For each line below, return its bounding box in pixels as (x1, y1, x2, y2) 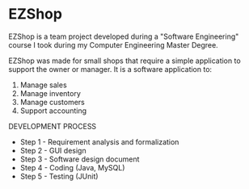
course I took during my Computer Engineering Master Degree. (8, 40, 218, 49)
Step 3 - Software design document (19, 154, 140, 164)
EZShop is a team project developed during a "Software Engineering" (8, 31, 239, 41)
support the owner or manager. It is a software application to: (8, 64, 213, 73)
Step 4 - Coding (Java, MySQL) (19, 162, 125, 172)
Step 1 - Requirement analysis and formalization (19, 136, 179, 146)
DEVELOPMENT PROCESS (8, 121, 97, 131)
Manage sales (19, 80, 67, 90)
